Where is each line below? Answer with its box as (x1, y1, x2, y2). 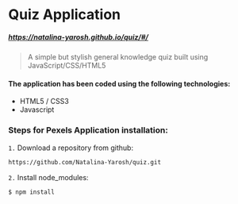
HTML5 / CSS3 (19, 97, 69, 106)
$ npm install (8, 188, 56, 196)
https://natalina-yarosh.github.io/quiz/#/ (8, 32, 149, 41)
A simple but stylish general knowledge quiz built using (27, 52, 209, 62)
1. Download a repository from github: (8, 143, 133, 152)
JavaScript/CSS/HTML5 (27, 61, 106, 71)
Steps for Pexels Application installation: (8, 125, 168, 136)
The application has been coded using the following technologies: (8, 79, 231, 88)
